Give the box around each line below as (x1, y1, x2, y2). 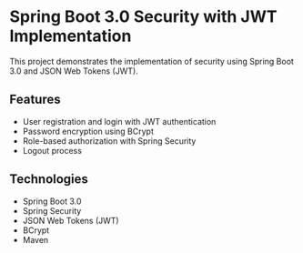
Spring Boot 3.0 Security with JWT (9, 6, 278, 27)
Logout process (22, 145, 82, 156)
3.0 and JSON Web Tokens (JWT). (9, 66, 138, 76)
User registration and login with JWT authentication (22, 116, 217, 126)
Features (9, 92, 61, 107)
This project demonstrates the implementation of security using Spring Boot (9, 56, 294, 66)
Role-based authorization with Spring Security (22, 135, 197, 147)
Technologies (9, 171, 89, 187)
